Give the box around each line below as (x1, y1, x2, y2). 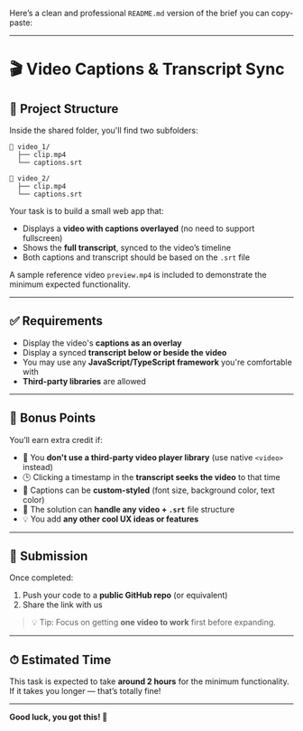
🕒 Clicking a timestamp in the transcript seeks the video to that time (22, 471, 281, 482)
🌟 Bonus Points (9, 411, 96, 426)
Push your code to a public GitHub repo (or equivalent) (22, 590, 228, 601)
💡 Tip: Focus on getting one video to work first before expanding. (31, 617, 277, 628)
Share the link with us (22, 599, 103, 610)
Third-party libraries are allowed (22, 375, 147, 386)
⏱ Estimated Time (9, 652, 112, 667)
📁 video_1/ (9, 143, 50, 152)
